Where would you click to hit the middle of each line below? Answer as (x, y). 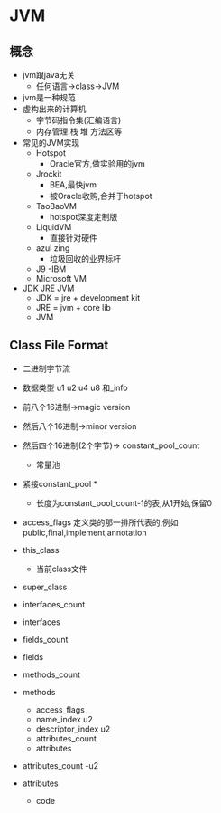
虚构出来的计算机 (54, 109)
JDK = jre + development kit (88, 298)
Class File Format (59, 345)
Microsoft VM (61, 278)
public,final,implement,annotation (84, 532)
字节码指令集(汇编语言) (78, 120)
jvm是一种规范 (49, 97)
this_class (41, 550)
